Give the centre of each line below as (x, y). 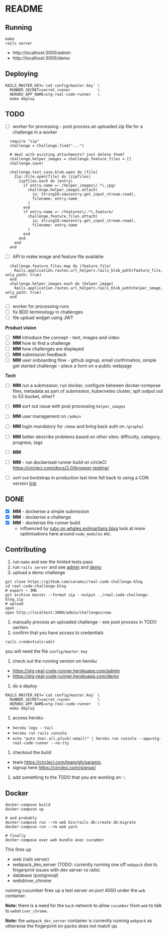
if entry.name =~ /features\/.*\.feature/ (68, 212)
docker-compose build (28, 805)
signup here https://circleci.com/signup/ (54, 767)
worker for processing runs (41, 306)
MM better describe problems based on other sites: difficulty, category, (87, 437)
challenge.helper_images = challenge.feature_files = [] (71, 159)
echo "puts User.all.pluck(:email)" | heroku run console (74, 738)
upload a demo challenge (39, 572)
